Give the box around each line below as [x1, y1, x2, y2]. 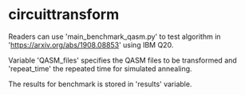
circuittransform [8, 6, 120, 24]
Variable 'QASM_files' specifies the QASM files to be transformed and [8, 55, 237, 65]
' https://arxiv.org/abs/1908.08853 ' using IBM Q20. [8, 40, 174, 49]
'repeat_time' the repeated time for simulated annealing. [8, 63, 193, 73]
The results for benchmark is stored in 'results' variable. [8, 79, 192, 89]
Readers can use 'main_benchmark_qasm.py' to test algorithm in [8, 32, 221, 41]
